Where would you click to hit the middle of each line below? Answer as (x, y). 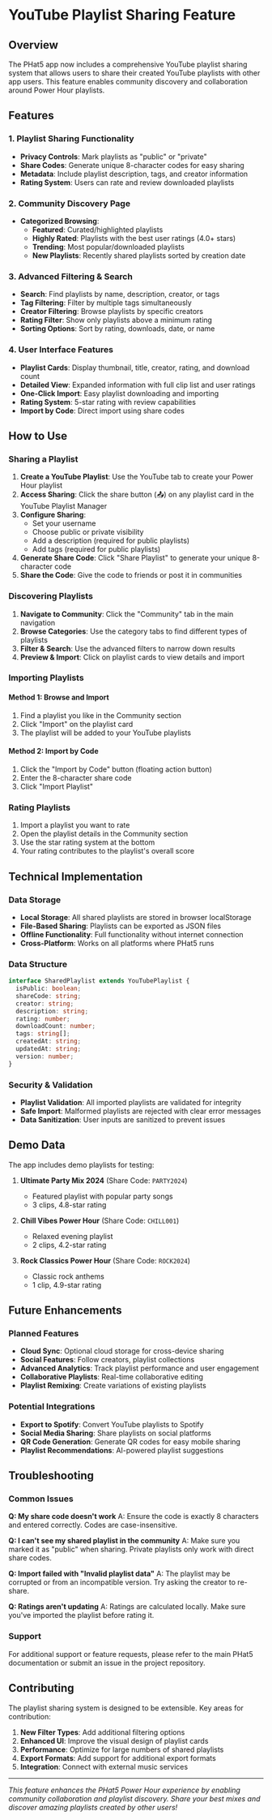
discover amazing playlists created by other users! (93, 1807)
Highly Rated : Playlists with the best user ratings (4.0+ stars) (134, 238)
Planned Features (44, 1334)
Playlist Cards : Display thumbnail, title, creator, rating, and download (135, 368)
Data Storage (35, 900)
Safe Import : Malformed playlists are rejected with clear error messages (140, 1111)
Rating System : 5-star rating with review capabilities (108, 402)
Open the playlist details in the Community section (104, 834)
